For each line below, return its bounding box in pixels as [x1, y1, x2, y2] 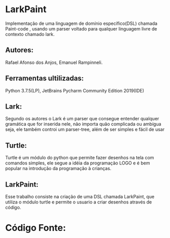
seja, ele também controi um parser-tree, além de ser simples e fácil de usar [5, 126, 165, 132]
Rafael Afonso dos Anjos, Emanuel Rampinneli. [5, 59, 103, 65]
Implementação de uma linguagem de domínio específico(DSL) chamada [5, 20, 158, 26]
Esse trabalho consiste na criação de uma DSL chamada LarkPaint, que [5, 194, 155, 199]
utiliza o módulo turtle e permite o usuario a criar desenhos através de [5, 199, 152, 205]
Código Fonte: [5, 222, 66, 234]
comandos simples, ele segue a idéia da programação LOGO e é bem [5, 160, 150, 166]
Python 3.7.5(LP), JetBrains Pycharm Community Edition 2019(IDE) [5, 87, 145, 93]
